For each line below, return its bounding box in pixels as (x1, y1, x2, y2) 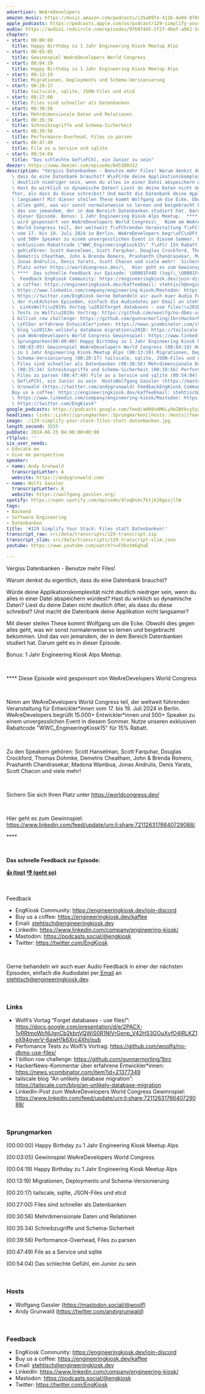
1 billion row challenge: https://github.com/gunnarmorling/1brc (15, 1056, 172, 1063)
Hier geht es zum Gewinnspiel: (6, 815, 84, 822)
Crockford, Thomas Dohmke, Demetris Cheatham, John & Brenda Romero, (6, 754, 193, 761)
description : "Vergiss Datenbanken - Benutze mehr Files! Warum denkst (6, 168, 192, 174)
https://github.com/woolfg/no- (109, 1042, 187, 1050)
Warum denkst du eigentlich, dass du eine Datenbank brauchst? (6, 576, 167, 584)
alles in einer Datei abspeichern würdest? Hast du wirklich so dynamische (6, 595, 192, 602)
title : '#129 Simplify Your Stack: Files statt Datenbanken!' (6, 526, 168, 532)
